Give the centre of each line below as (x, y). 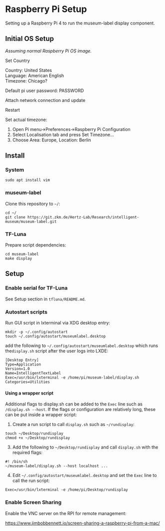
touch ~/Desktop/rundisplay (34, 433)
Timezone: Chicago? (26, 80)
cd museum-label (22, 254)
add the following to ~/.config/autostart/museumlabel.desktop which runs (82, 345)
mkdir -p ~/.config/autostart (37, 332)
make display (19, 258)
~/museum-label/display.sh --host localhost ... (57, 466)
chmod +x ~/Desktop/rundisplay (38, 438)
